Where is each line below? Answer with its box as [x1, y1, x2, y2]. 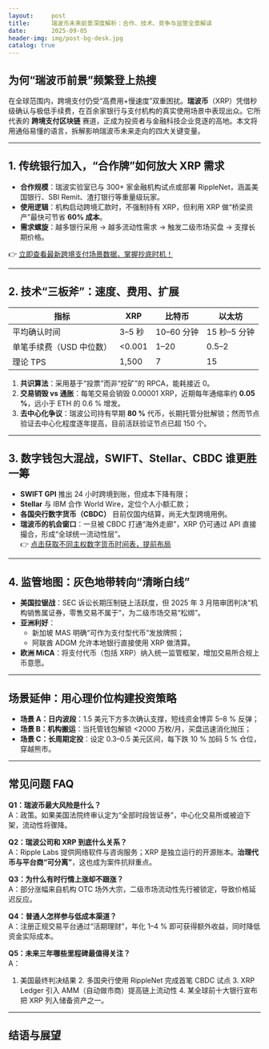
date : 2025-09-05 [8, 26, 88, 34]
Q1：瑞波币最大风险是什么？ [8, 800, 102, 809]
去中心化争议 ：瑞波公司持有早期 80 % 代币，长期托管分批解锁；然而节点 [19, 408, 260, 418]
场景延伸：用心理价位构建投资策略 [8, 691, 177, 705]
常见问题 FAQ [8, 777, 74, 791]
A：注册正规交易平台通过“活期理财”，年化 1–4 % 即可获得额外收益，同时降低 [8, 921, 261, 930]
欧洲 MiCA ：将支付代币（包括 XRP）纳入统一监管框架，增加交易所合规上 [19, 648, 260, 658]
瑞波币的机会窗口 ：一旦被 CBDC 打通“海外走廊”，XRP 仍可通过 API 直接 [19, 519, 257, 529]
